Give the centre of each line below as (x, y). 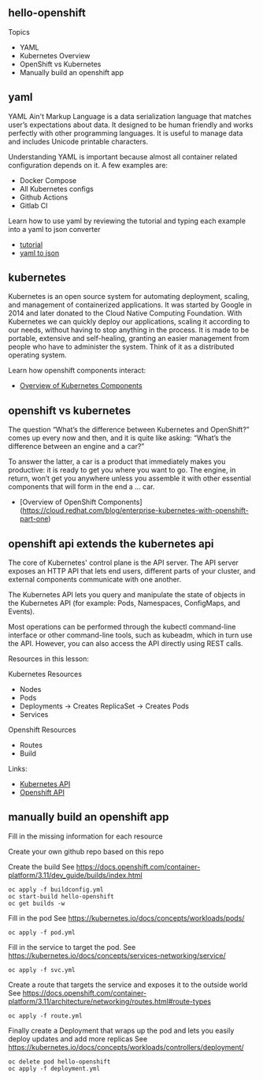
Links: (18, 769)
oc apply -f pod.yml (42, 932)
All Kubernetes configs (57, 189)
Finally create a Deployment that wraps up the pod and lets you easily (121, 1030)
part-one (34, 519)
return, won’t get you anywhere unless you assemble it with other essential (130, 478)
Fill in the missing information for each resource (85, 836)
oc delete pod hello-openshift (59, 1061)
